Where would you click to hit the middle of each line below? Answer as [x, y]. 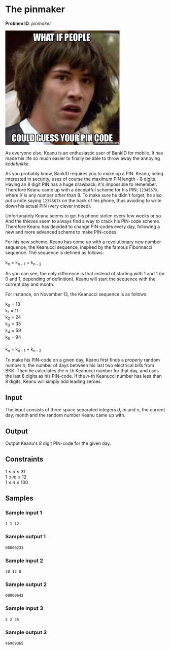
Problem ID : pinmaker [28, 23]
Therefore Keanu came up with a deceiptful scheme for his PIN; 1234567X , [82, 189]
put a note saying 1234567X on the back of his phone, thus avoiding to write [83, 200]
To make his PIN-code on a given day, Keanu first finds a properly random [83, 360]
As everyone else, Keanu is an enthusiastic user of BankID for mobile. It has [84, 153]
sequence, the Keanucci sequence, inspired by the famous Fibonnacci [79, 247]
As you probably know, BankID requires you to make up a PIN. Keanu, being [84, 173]
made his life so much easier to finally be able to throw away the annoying [83, 158]
